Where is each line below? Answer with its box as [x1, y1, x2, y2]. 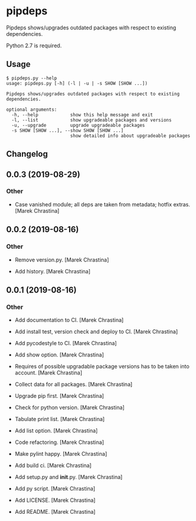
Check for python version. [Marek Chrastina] [14, 404, 125, 411]
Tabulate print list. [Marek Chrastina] [14, 416, 105, 423]
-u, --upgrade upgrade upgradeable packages [11, 122, 145, 128]
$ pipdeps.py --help [6, 75, 58, 81]
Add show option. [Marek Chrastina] [14, 351, 104, 358]
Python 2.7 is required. [6, 42, 62, 49]
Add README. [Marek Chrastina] [14, 508, 96, 516]
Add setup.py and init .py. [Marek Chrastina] [14, 474, 123, 481]
